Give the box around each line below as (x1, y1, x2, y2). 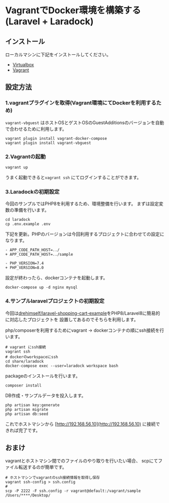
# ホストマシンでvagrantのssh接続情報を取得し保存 (5, 475, 100, 480)
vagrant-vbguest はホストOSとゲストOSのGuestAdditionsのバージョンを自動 (5, 120, 164, 126)
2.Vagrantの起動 (5, 153, 46, 160)
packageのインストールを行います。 (5, 373, 81, 379)
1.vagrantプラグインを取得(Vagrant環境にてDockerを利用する (5, 99, 156, 106)
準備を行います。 (14, 207, 49, 213)
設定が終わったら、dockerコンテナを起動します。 (5, 275, 108, 281)
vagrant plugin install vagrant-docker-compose (5, 136, 107, 141)
